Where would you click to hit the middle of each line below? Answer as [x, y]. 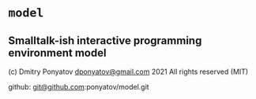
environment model [57, 53]
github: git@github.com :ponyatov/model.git [79, 87]
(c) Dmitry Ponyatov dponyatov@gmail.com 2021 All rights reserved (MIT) [128, 71]
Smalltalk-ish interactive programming [105, 40]
